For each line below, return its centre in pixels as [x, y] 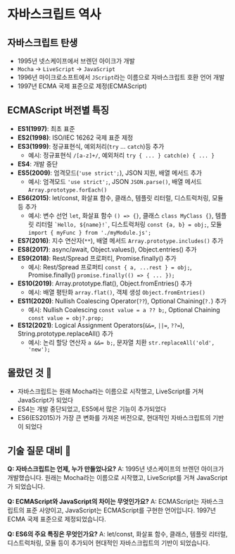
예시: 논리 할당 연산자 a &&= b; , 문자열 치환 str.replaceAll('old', [121, 342]
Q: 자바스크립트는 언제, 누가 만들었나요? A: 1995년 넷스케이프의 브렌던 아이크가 [116, 469]
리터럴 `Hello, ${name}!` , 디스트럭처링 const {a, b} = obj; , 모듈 [129, 224]
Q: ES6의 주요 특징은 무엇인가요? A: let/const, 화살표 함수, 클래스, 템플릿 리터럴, [118, 534]
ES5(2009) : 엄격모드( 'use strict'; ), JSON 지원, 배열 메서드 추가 [110, 173]
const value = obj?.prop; [66, 318]
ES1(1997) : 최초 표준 [46, 128]
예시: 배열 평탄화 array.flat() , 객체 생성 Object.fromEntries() [117, 292]
